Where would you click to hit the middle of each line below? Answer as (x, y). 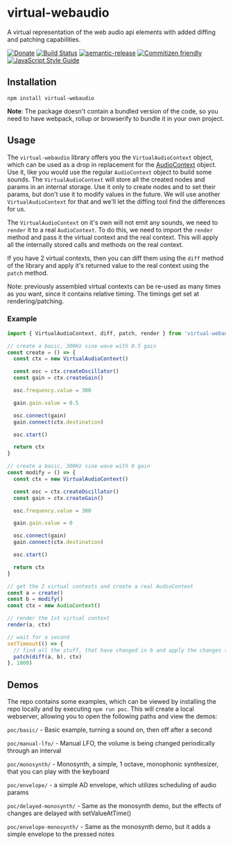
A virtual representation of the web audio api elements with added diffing (112, 32)
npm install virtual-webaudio (51, 98)
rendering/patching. (36, 301)
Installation (32, 82)
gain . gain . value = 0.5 (46, 403)
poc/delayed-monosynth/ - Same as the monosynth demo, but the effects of (114, 806)
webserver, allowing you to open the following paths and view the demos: (112, 716)
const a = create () (35, 593)
